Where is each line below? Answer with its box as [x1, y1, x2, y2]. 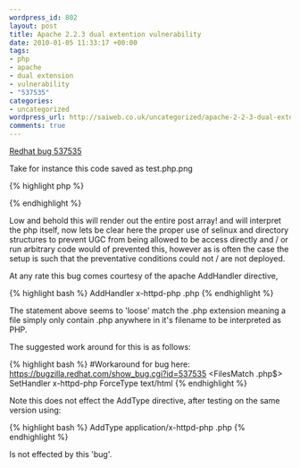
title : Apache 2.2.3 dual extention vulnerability [9, 30, 202, 38]
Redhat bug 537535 [9, 146, 82, 157]
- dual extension [9, 72, 74, 81]
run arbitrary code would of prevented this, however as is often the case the [9, 243, 289, 254]
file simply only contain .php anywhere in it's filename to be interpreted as [9, 315, 281, 325]
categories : [9, 96, 54, 106]
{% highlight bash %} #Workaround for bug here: [9, 359, 190, 370]
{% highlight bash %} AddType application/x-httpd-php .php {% [9, 422, 246, 432]
